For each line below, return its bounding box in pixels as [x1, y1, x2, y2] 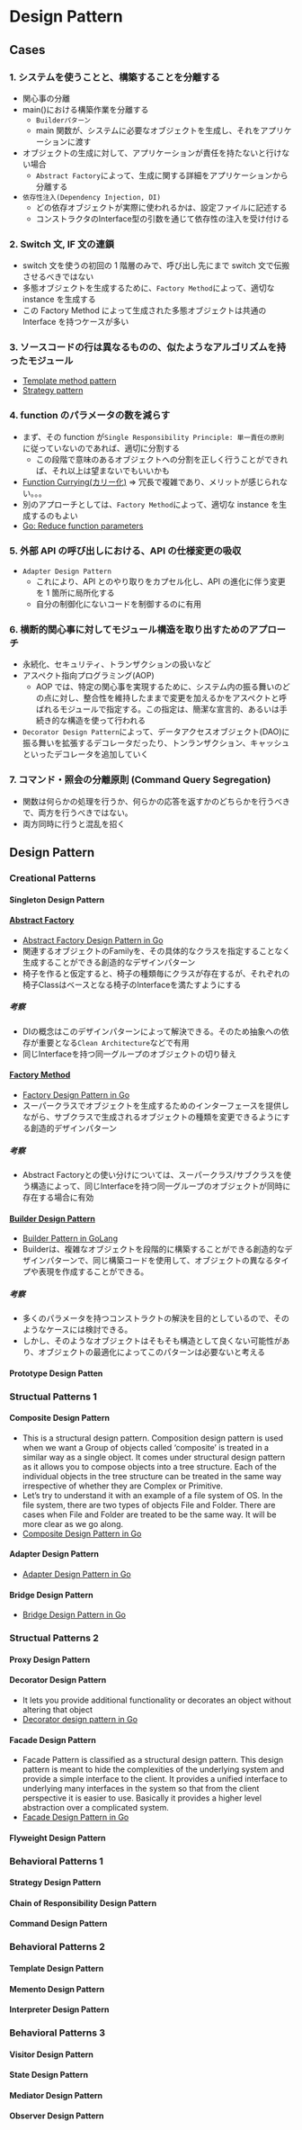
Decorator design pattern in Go [22, 1713, 138, 1724]
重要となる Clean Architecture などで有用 [38, 1037, 190, 1047]
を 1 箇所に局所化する [35, 588, 115, 598]
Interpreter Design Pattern [9, 2004, 110, 2015]
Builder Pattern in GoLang [22, 1233, 119, 1244]
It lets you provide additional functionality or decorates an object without [22, 1694, 292, 1705]
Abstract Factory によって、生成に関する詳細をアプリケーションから [35, 169, 289, 181]
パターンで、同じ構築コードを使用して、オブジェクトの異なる [46, 1255, 274, 1266]
